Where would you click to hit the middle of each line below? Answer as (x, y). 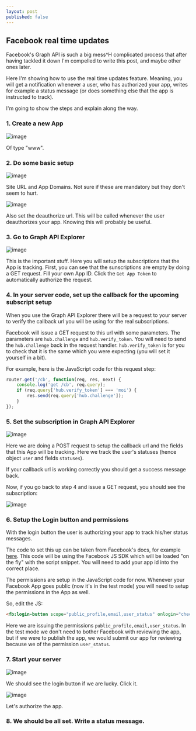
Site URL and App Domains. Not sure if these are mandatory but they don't (96, 187)
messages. (19, 539)
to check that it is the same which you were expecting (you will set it (88, 351)
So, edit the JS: (24, 604)
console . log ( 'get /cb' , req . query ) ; (61, 385)
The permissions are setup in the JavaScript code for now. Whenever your (95, 580)
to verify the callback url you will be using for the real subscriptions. (87, 321)
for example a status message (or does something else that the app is (90, 91)
